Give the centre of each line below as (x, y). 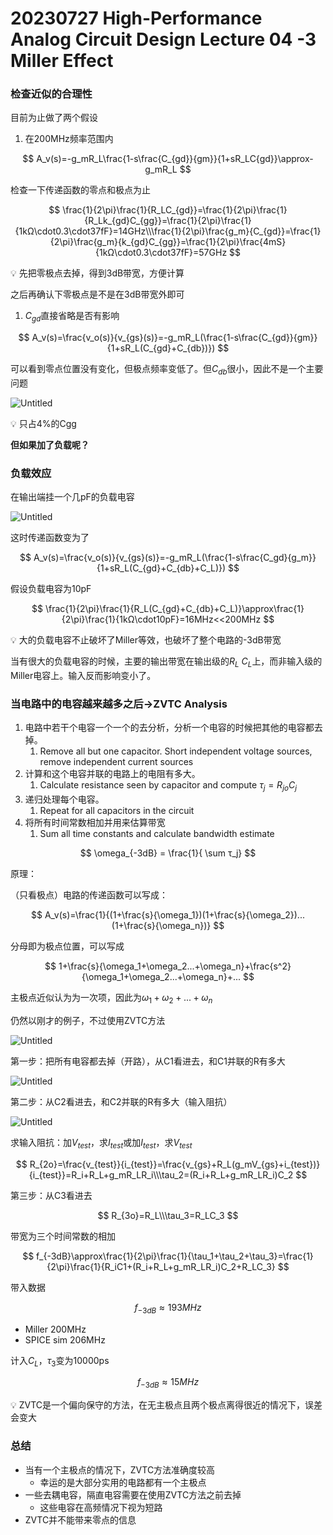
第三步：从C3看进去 (51, 1195)
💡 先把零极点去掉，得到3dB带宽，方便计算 (97, 273)
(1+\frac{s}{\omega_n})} (161, 926)
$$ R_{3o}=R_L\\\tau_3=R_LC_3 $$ (168, 1215)
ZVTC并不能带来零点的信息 (80, 1519)
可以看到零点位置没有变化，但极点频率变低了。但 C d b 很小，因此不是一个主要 (167, 370)
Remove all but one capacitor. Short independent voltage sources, (176, 751)
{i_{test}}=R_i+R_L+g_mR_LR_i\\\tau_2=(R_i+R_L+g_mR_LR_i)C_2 (161, 1174)
